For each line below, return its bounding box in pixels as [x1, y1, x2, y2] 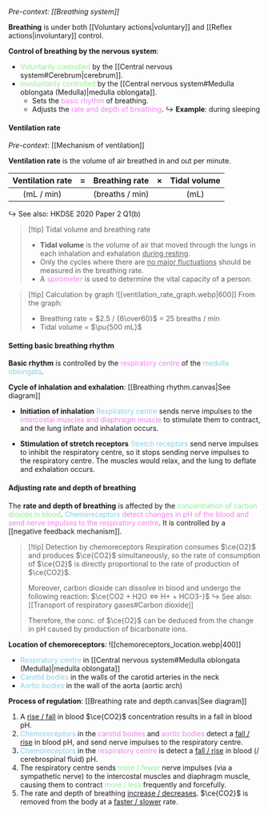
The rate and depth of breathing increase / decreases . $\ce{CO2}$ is [19, 788, 249, 798]
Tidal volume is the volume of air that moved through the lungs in [39, 240, 256, 250]
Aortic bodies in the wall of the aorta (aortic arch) [19, 680, 182, 690]
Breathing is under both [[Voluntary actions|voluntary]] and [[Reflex [8, 22, 233, 31]
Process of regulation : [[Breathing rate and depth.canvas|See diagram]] [8, 696, 247, 706]
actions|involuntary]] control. [8, 31, 104, 40]
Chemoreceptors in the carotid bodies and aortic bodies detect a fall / [19, 728, 250, 738]
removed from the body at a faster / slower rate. [19, 796, 178, 806]
